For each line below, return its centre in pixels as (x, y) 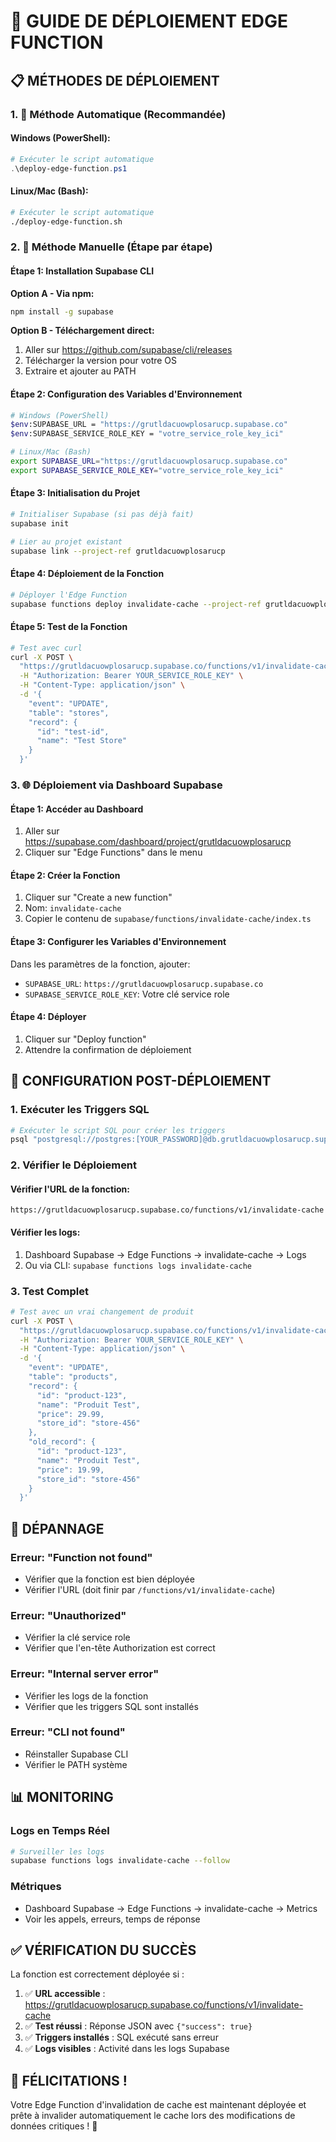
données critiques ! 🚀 (54, 2126)
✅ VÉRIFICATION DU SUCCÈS (103, 1950)
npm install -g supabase (62, 311)
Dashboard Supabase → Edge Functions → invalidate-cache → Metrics (171, 1908)
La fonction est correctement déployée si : (97, 1974)
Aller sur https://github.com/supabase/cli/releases (128, 350)
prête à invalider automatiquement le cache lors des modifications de (153, 2116)
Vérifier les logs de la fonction (86, 1696)
